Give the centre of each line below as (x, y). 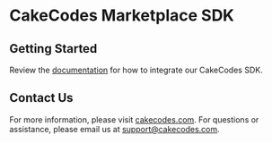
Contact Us (41, 98)
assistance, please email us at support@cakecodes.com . (114, 129)
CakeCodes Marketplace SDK (122, 16)
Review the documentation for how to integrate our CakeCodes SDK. (136, 70)
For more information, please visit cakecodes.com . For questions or (134, 119)
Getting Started (53, 49)
